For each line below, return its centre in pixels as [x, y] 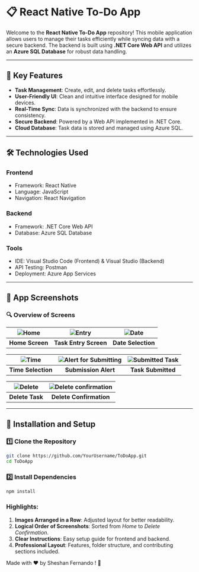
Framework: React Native [46, 186]
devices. [25, 103]
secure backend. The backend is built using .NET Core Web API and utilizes [99, 45]
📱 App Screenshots [42, 298]
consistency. [30, 115]
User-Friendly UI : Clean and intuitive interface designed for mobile [96, 96]
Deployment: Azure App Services [55, 274]
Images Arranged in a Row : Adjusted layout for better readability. [94, 520]
